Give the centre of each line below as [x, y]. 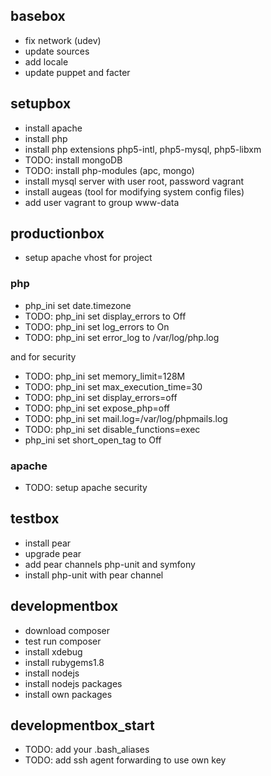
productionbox [57, 234]
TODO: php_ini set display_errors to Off [105, 316]
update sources [57, 51]
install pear [48, 543]
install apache [53, 128]
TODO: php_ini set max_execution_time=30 [113, 386]
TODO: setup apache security [86, 488]
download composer [67, 630]
